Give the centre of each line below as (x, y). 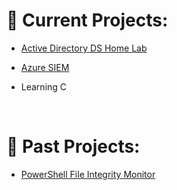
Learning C (44, 86)
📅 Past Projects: (73, 146)
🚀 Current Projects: (87, 20)
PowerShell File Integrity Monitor (88, 174)
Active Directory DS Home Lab (84, 48)
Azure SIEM (45, 67)
